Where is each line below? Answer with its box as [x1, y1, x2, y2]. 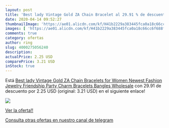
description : [5, 49, 33, 54]
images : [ [5, 26, 26, 31]
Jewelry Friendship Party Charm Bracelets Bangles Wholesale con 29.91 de [5, 83, 161, 89]
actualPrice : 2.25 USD [5, 54, 53, 59]
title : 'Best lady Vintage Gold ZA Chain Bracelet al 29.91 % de [5, 12, 145, 17]
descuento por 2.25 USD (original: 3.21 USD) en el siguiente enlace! [5, 88, 146, 94]
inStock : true [5, 63, 35, 69]
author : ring [5, 40, 33, 45]
